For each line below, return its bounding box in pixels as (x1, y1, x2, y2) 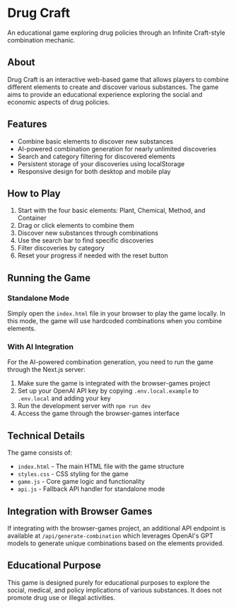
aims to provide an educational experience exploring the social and (7, 90, 203, 98)
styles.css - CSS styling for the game (17, 470, 129, 478)
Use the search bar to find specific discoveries (17, 236, 154, 245)
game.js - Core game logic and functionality (17, 477, 145, 486)
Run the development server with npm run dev (17, 402, 151, 410)
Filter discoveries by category (17, 244, 105, 253)
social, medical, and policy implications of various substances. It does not (7, 586, 223, 594)
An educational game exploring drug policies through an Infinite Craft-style (7, 28, 226, 37)
